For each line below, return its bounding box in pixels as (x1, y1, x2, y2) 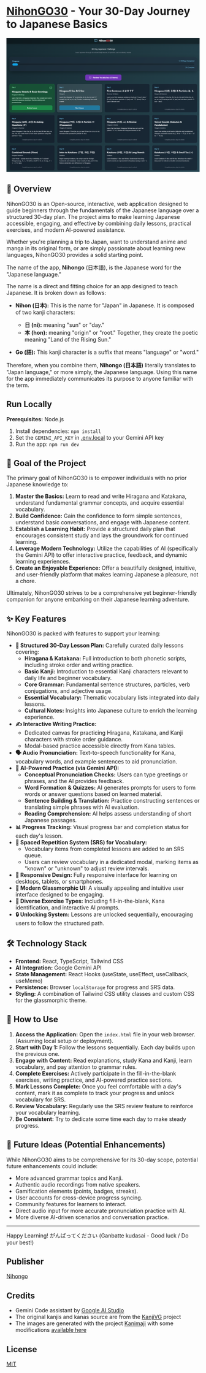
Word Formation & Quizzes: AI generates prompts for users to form (24, 784, 196, 792)
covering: (15, 648, 40, 656)
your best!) (6, 1239, 34, 1246)
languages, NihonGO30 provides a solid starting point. (6, 251, 144, 258)
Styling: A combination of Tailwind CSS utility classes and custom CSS (15, 990, 195, 997)
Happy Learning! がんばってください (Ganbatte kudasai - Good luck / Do (6, 1231, 189, 1239)
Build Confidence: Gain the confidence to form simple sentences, (15, 512, 182, 519)
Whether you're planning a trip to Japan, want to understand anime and (6, 238, 187, 245)
